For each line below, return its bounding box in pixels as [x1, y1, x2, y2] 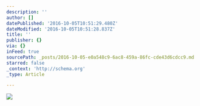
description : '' [6, 9, 47, 15]
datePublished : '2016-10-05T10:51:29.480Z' [6, 20, 119, 26]
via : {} [6, 43, 26, 49]
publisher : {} [6, 37, 43, 43]
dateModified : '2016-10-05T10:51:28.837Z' [6, 26, 116, 32]
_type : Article [6, 71, 45, 77]
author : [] [6, 15, 34, 21]
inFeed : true [6, 49, 40, 55]
